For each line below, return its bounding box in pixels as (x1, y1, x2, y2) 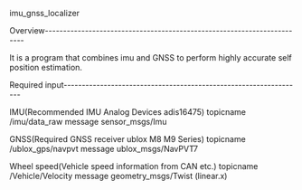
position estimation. (9, 62, 83, 72)
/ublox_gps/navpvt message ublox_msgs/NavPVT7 (9, 144, 199, 154)
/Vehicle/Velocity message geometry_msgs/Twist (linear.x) (9, 171, 228, 181)
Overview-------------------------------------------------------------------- (9, 25, 293, 35)
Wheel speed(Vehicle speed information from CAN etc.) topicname (9, 161, 259, 171)
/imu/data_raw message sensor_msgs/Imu (9, 117, 167, 127)
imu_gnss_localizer (9, 8, 80, 18)
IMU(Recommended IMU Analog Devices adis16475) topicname (9, 107, 247, 117)
